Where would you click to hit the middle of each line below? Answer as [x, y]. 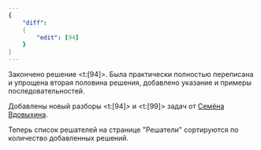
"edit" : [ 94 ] [58, 37]
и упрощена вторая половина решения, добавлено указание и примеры [130, 82]
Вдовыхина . [28, 114]
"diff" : [35, 23]
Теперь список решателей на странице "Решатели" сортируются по [123, 130]
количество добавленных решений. [68, 138]
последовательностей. [47, 91]
